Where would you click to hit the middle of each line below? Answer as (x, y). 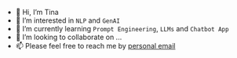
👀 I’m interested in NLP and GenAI (67, 20)
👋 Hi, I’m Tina (37, 12)
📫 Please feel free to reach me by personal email (95, 46)
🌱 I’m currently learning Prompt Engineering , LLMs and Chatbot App (122, 29)
